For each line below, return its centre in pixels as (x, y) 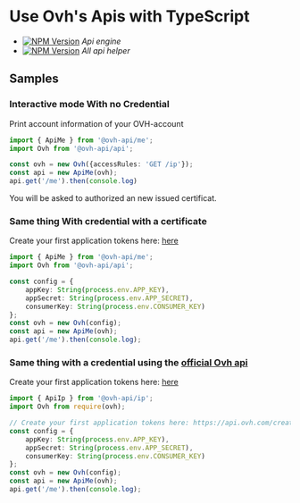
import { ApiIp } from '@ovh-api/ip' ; (81, 398)
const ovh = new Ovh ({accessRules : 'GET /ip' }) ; (101, 164)
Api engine (101, 41)
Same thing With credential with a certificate (108, 221)
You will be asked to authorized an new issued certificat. (113, 198)
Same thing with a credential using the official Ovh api (129, 362)
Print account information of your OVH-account (96, 123)
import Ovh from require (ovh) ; (67, 407)
